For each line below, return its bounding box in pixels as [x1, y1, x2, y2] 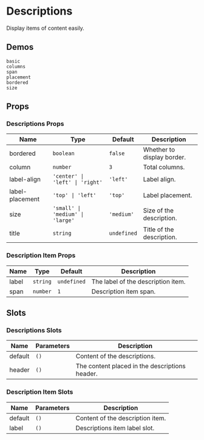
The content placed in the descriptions [75, 362, 186, 371]
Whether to [143, 145, 175, 154]
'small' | [52, 205, 81, 212]
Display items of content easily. [6, 24, 85, 32]
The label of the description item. [91, 277, 186, 285]
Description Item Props [6, 251, 76, 260]
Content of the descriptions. [75, 352, 156, 360]
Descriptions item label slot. [75, 424, 155, 432]
